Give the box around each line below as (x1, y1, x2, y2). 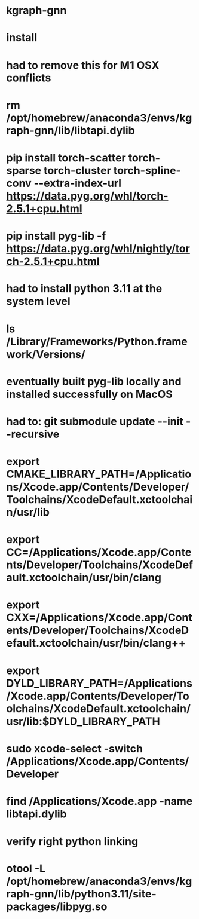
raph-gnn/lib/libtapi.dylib (6, 124, 136, 137)
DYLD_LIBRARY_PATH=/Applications (6, 676, 193, 690)
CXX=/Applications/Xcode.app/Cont (6, 611, 192, 624)
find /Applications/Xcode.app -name (6, 795, 193, 808)
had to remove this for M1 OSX (6, 58, 160, 72)
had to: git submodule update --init (6, 415, 184, 428)
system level (6, 295, 71, 308)
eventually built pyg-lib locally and (6, 375, 182, 388)
